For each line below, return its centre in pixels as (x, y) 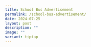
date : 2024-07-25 (23, 19)
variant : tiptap (22, 37)
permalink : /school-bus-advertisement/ (46, 14)
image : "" (15, 32)
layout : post (18, 23)
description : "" (22, 28)
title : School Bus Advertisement (39, 10)
